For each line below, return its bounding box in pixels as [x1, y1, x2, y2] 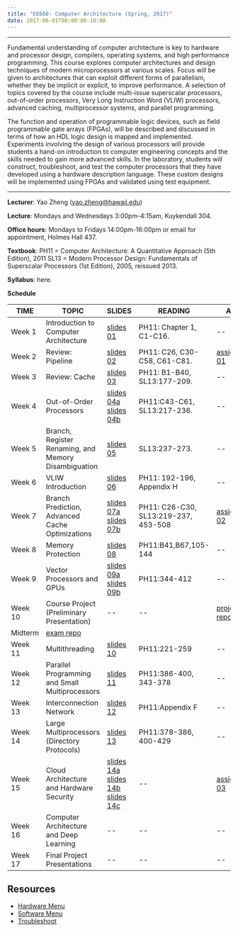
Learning [45, 838, 76, 848]
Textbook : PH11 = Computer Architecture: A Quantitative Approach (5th [7, 246, 216, 255]
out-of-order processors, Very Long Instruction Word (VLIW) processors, [7, 96, 221, 104]
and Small [45, 678, 79, 687]
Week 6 [11, 477, 37, 487]
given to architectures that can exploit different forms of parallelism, [7, 73, 205, 82]
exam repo [45, 628, 81, 638]
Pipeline [45, 356, 73, 366]
